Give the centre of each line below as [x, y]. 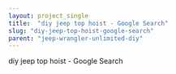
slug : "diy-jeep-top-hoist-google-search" [81, 31]
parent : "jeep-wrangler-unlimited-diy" [76, 38]
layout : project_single [49, 16]
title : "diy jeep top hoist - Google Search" [88, 23]
